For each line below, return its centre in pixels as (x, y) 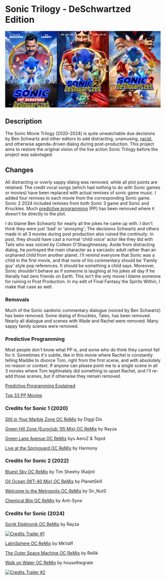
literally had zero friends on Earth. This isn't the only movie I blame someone (83, 276)
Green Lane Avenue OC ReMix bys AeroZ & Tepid (55, 438)
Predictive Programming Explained (40, 386)
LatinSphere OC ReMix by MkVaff (39, 544)
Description (23, 121)
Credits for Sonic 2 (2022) (37, 461)
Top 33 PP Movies (24, 395)
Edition (20, 20)
